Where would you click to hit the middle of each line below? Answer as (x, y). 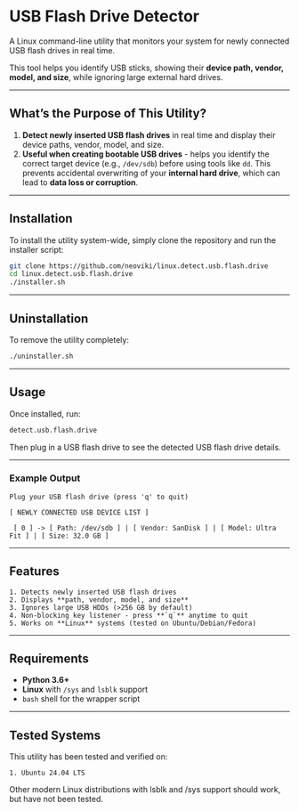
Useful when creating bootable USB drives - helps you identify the (145, 154)
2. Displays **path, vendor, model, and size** (99, 600)
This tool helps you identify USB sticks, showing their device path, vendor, (147, 68)
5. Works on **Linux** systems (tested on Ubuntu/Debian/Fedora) (133, 623)
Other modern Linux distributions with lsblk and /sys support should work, (145, 790)
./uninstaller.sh (41, 356)
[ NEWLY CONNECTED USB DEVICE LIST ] (79, 512)
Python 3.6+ (45, 680)
